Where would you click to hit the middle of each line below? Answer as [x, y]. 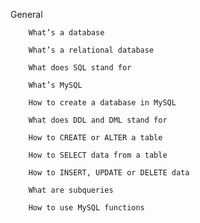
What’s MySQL [55, 85]
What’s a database [66, 33]
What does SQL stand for [80, 68]
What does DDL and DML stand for [98, 120]
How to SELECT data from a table [98, 155]
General [26, 14]
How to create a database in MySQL [102, 103]
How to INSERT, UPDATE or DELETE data [109, 173]
